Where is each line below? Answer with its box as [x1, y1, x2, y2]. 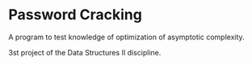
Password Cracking [8, 6, 143, 24]
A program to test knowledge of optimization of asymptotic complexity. [8, 32, 245, 42]
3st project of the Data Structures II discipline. [8, 47, 162, 57]
